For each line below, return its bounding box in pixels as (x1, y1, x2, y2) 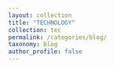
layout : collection (8, 11, 72, 20)
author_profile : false (8, 48, 83, 55)
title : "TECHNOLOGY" (8, 19, 76, 27)
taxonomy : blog (8, 41, 58, 48)
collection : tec (8, 26, 61, 34)
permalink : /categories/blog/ (8, 33, 108, 41)
